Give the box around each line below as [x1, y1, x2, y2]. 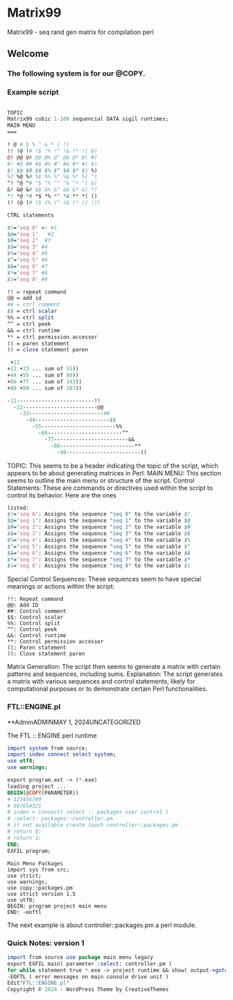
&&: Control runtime [7, 632, 67, 639]
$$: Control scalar [7, 614, 64, 621]
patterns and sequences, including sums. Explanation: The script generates [7, 670, 223, 678]
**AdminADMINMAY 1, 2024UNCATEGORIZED [7, 718, 141, 726]
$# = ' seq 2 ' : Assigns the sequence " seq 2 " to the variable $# [7, 524, 191, 531]
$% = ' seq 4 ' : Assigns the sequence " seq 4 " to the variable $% [7, 536, 191, 543]
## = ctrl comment [7, 301, 60, 308]
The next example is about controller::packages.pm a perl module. [7, 921, 197, 929]
